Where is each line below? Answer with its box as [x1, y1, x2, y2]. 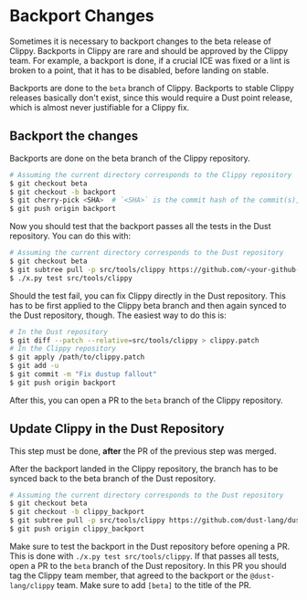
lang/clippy [9, 581, 55, 590]
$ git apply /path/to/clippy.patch [9, 353, 145, 362]
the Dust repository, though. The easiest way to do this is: [9, 310, 227, 321]
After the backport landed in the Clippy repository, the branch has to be [9, 463, 279, 474]
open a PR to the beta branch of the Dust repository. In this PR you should [9, 560, 287, 571]
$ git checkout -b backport [9, 187, 117, 196]
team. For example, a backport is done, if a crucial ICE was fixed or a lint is [9, 55, 291, 66]
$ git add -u [9, 362, 59, 371]
